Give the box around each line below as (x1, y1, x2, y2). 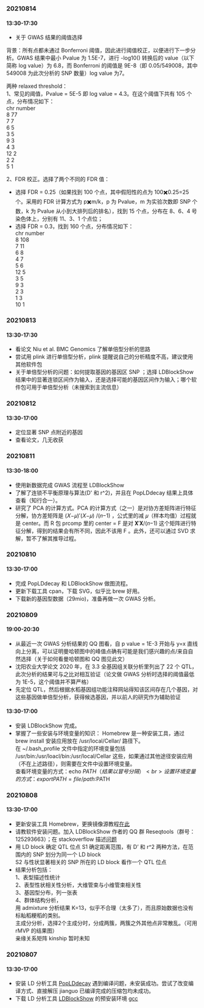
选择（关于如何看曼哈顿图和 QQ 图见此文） (20, 655, 128, 662)
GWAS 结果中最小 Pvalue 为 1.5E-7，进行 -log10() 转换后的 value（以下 (16, 54, 195, 62)
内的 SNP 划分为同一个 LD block (20, 851, 102, 858)
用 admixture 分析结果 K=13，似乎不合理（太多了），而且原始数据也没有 (15, 904, 194, 912)
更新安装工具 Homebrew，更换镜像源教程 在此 (15, 820, 130, 827)
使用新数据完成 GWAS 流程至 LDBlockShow (15, 481, 125, 488)
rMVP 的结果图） (15, 927, 58, 934)
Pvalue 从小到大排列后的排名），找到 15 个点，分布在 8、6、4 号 (37, 207, 197, 215)
